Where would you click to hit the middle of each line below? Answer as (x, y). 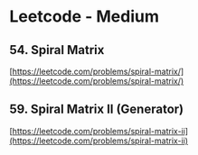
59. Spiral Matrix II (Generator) (96, 109)
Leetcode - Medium (85, 17)
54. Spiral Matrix (57, 50)
